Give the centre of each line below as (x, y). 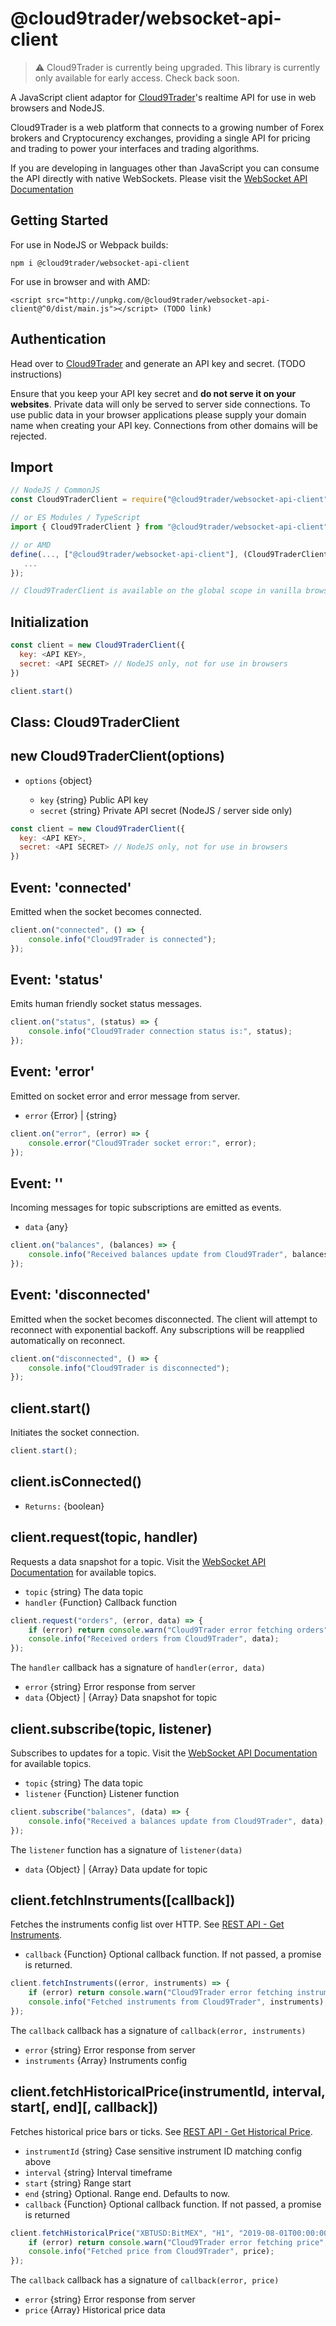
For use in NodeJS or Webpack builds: (89, 244)
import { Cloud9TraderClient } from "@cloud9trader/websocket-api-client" (169, 527)
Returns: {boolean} (64, 1506)
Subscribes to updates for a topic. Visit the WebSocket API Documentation (164, 1753)
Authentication (58, 339)
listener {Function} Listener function (102, 1793)
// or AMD (31, 545)
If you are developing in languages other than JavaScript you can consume (165, 168)
